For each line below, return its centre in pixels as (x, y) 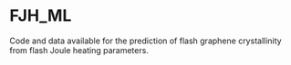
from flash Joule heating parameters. (79, 50)
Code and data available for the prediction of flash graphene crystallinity (145, 41)
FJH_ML (41, 16)
